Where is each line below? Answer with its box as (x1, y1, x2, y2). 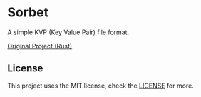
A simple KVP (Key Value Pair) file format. (7, 28, 130, 36)
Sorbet (7, 4, 48, 21)
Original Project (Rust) (7, 41, 73, 50)
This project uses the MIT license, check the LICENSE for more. (7, 81, 194, 90)
